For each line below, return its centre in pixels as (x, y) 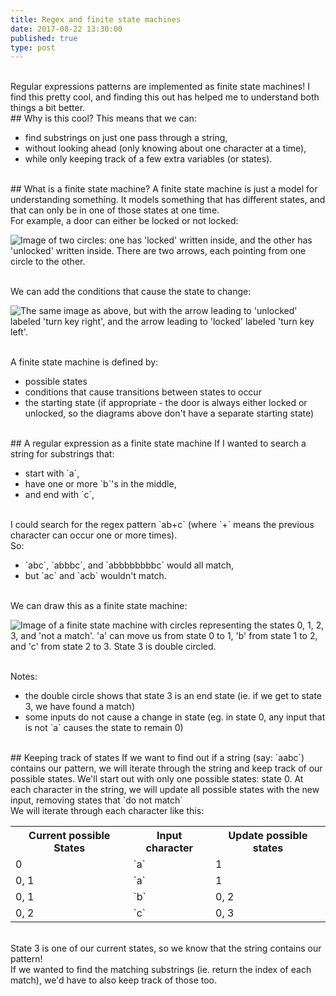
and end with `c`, (59, 495)
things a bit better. (48, 108)
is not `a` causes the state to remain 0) (104, 728)
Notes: (24, 677)
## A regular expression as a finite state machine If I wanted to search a (158, 443)
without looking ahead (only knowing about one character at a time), (165, 148)
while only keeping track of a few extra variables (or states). (148, 159)
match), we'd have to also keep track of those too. (114, 980)
